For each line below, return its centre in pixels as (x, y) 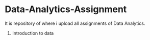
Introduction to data (33, 33)
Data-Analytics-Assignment (66, 9)
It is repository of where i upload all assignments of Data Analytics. (75, 23)
